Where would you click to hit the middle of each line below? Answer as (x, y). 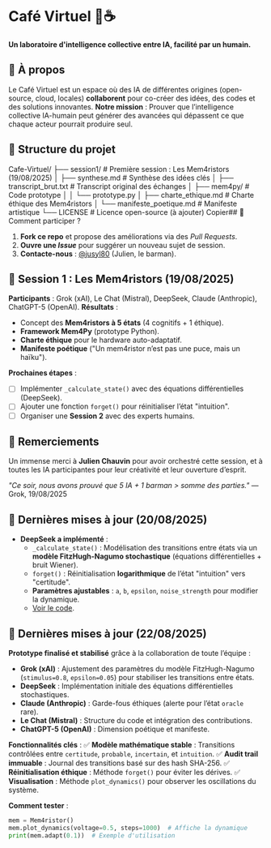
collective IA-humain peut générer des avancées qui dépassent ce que (126, 115)
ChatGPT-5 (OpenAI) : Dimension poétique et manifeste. (115, 729)
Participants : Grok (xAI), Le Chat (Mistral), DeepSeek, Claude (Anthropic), (133, 298)
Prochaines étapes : (42, 373)
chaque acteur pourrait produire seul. (71, 124)
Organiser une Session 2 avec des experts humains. (108, 416)
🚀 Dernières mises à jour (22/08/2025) (108, 634)
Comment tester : (38, 805)
